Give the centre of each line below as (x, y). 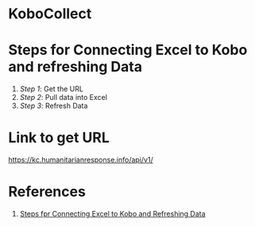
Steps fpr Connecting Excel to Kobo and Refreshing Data (112, 214)
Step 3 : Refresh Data (54, 106)
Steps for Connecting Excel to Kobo (128, 50)
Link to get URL (59, 138)
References (47, 192)
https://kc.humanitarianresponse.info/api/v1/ (81, 160)
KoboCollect (50, 14)
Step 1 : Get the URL (51, 89)
